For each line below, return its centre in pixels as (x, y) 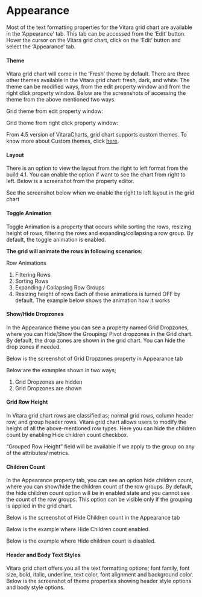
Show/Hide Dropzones (35, 314)
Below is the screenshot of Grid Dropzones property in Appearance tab (95, 358)
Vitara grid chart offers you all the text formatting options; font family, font (98, 568)
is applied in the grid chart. (39, 506)
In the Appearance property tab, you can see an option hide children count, (100, 480)
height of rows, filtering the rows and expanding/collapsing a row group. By (100, 233)
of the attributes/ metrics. (38, 453)
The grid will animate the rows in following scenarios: (74, 251)
